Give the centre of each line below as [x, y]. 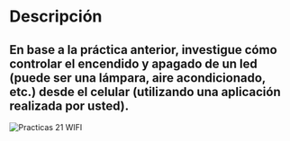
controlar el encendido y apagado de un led [134, 63]
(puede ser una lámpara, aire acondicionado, [137, 78]
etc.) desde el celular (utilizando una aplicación [145, 92]
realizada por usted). [69, 106]
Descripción [56, 17]
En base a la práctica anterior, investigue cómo [143, 50]
